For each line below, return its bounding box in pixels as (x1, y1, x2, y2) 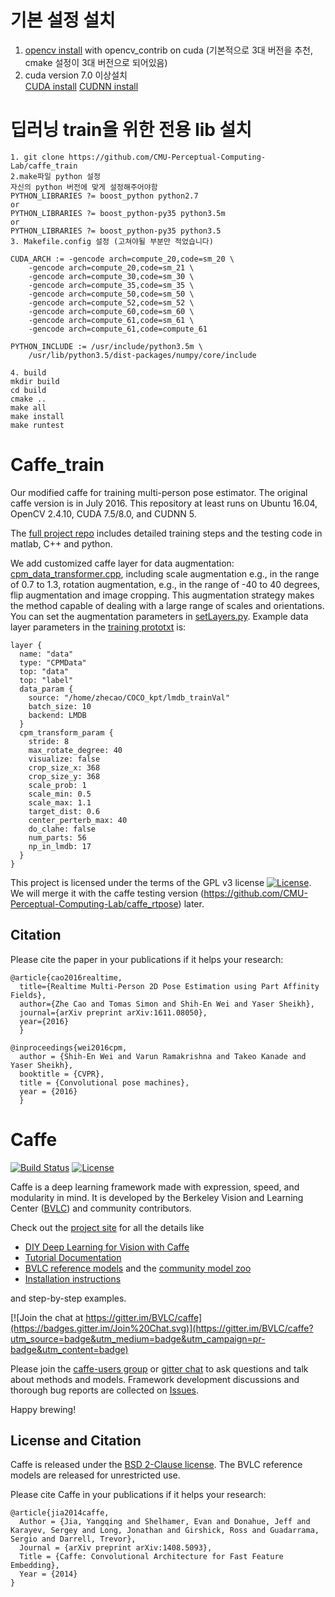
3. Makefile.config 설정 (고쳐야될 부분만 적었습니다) (10, 236, 214, 246)
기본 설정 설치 (10, 9, 116, 32)
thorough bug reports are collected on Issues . (10, 1384, 200, 1396)
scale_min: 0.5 (28, 789, 92, 799)
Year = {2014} (19, 1569, 78, 1580)
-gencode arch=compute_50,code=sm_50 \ (28, 289, 195, 299)
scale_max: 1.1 (28, 797, 92, 808)
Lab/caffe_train (10, 161, 78, 171)
